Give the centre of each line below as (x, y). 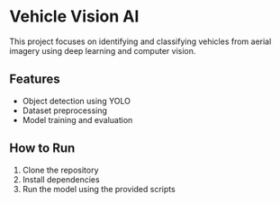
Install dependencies (61, 179)
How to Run (42, 149)
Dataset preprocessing (65, 110)
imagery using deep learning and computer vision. (103, 50)
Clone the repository (60, 170)
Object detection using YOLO (76, 101)
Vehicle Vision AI (74, 17)
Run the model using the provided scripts (99, 189)
